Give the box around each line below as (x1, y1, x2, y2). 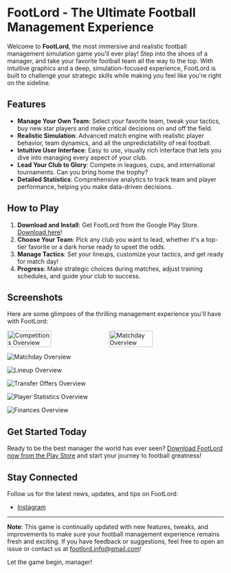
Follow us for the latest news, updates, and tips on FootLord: (7, 490, 179, 497)
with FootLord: (7, 317, 48, 326)
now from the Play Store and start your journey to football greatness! (7, 451, 201, 460)
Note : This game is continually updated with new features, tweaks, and (7, 523, 208, 530)
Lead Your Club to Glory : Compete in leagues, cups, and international (16, 160, 215, 169)
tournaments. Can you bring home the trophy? (16, 168, 148, 176)
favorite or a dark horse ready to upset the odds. (28, 243, 166, 251)
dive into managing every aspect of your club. (16, 153, 148, 161)
